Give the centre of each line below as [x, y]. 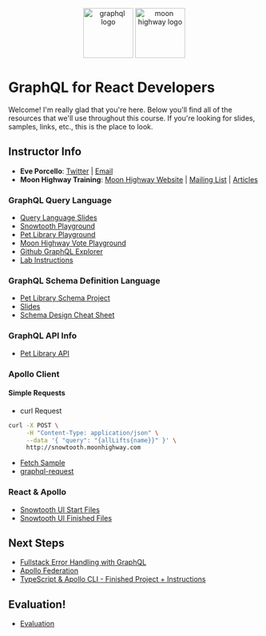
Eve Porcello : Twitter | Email [66, 171]
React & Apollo [37, 492]
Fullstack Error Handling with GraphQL [83, 562]
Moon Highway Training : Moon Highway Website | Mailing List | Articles [139, 179]
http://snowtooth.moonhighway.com [83, 447]
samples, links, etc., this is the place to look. [81, 126]
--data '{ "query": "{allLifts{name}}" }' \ [101, 440]
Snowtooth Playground [58, 226]
